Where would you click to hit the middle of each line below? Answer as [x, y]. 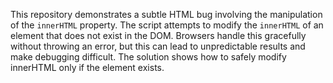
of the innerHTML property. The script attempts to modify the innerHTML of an [167, 25]
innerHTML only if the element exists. [87, 67]
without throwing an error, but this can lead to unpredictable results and [158, 46]
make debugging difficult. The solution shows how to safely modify [148, 57]
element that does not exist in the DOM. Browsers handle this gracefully [158, 35]
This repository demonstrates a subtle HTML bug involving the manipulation [166, 14]
